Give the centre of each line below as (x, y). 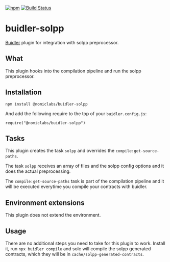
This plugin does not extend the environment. (53, 215)
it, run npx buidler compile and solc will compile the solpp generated (78, 249)
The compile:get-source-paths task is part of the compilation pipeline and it (85, 181)
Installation (23, 93)
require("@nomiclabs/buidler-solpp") (45, 123)
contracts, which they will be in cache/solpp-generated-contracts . (75, 254)
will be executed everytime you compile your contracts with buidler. (76, 187)
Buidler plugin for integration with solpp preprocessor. (62, 42)
